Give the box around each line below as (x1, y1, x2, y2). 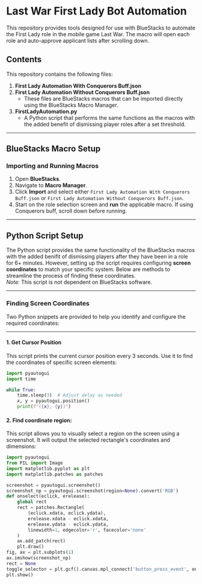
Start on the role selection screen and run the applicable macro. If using (14, 201, 194, 209)
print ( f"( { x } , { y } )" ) (17, 404, 71, 410)
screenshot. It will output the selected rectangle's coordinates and (6, 436, 170, 444)
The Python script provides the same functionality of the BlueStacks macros (6, 246, 195, 254)
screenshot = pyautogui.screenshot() (6, 482, 101, 488)
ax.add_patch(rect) (17, 538, 66, 544)
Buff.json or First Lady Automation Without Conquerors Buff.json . (14, 195, 184, 202)
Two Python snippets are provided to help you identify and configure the (6, 313, 186, 320)
